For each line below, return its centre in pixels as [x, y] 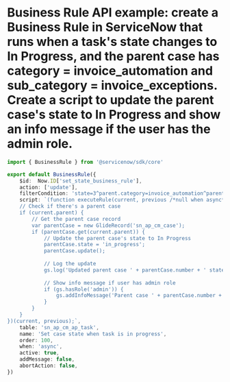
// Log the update [70, 264]
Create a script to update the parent [111, 100]
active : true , [39, 353]
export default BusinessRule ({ [52, 174]
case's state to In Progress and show [114, 115]
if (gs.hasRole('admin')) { [84, 289]
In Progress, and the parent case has [113, 57]
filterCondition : [44, 193]
